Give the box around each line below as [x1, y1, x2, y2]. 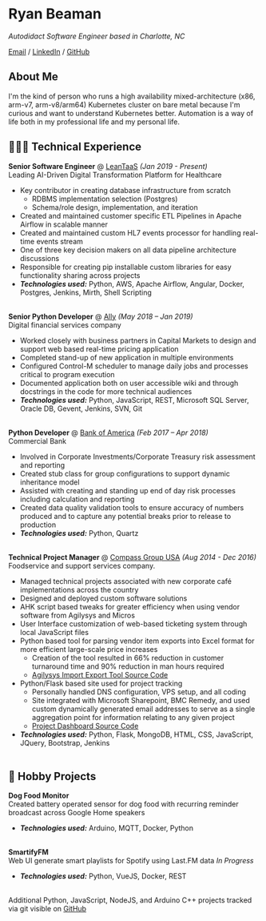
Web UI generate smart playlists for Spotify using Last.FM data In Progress [8, 856, 254, 866]
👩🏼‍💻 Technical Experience [8, 140, 142, 154]
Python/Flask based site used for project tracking [19, 678, 183, 688]
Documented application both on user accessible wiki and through [19, 378, 239, 388]
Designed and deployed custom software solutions [19, 593, 188, 603]
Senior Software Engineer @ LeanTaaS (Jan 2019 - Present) [8, 161, 208, 171]
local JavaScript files [19, 627, 89, 637]
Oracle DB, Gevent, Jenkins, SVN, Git [19, 404, 142, 413]
